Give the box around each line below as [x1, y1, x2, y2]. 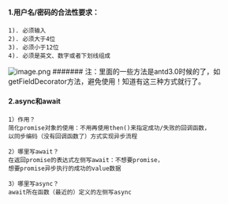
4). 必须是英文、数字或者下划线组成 [8, 52, 110, 60]
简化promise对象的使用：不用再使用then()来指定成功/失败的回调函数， [8, 124, 211, 132]
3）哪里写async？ [8, 180, 59, 188]
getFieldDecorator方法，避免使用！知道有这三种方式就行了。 [8, 77, 206, 86]
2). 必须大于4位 [8, 36, 56, 43]
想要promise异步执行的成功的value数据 [8, 164, 121, 173]
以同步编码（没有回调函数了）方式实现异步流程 [8, 133, 138, 141]
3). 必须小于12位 [8, 43, 59, 51]
